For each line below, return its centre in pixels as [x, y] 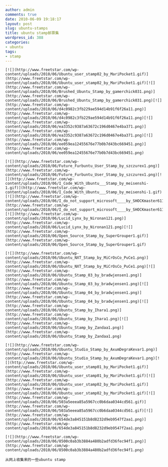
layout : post [19, 24]
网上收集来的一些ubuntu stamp [37, 460]
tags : [11, 51]
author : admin [20, 10]
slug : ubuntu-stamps [27, 28]
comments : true [21, 14]
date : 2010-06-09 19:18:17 [33, 19]
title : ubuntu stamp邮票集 [32, 33]
